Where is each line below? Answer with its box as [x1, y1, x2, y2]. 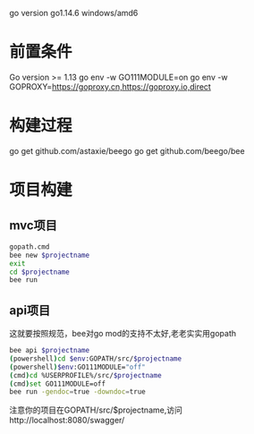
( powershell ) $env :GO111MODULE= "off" [9, 362, 146, 371]
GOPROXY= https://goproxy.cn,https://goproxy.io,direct [9, 81, 212, 92]
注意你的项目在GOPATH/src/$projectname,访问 [9, 404, 183, 415]
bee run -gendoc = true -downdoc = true [9, 387, 146, 396]
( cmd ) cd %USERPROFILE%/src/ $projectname [9, 370, 163, 379]
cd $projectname [9, 268, 70, 277]
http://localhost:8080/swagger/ [9, 415, 125, 426]
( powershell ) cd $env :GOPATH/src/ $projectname [9, 353, 182, 363]
